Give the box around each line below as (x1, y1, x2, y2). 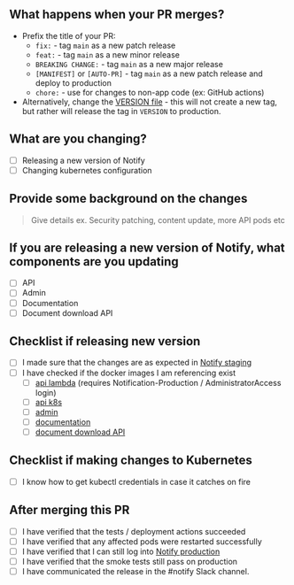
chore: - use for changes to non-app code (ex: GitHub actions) (35, 87, 265, 97)
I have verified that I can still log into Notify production (21, 546, 220, 557)
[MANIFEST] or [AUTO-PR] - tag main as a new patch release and (35, 68, 263, 79)
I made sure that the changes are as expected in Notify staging (21, 358, 252, 368)
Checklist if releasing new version (9, 334, 201, 349)
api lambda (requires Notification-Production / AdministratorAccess (35, 377, 282, 388)
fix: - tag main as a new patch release (35, 40, 176, 50)
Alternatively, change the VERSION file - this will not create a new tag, (21, 96, 277, 107)
